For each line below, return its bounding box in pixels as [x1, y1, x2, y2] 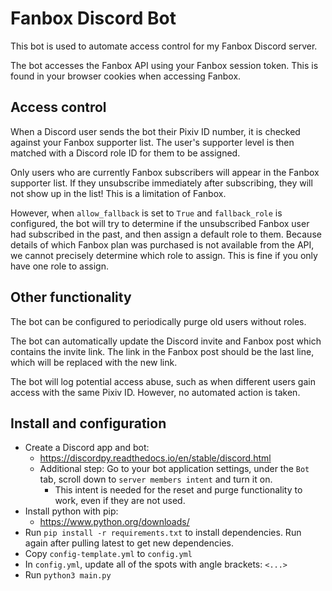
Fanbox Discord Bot [10, 7, 177, 30]
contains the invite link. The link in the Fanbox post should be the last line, [10, 345, 315, 357]
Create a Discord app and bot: [24, 442, 150, 454]
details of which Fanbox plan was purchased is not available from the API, [10, 238, 315, 251]
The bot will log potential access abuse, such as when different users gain [10, 375, 316, 387]
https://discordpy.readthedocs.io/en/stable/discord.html [39, 452, 272, 464]
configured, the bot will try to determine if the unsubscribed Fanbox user [10, 217, 310, 229]
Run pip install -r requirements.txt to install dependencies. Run [24, 527, 302, 539]
